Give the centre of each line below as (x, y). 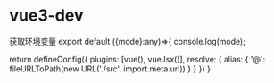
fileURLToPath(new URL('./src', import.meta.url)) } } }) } (110, 69)
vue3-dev (46, 16)
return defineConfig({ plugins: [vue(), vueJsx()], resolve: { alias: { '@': (137, 59)
